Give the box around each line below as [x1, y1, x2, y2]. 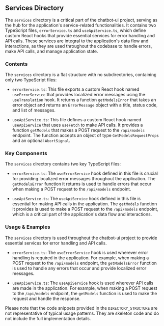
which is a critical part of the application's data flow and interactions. [12, 211, 152, 217]
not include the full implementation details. [5, 315, 91, 321]
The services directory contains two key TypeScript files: [5, 161, 121, 167]
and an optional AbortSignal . [12, 137, 71, 144]
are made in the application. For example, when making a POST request [12, 285, 158, 291]
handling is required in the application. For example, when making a [12, 255, 149, 261]
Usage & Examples [5, 223, 51, 230]
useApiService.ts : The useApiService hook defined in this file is [12, 196, 141, 202]
